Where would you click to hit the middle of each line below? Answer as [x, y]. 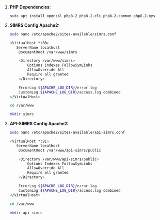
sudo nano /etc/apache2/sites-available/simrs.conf [63, 34]
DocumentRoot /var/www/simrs [48, 52]
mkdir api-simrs [26, 213]
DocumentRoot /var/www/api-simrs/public [60, 150]
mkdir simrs [22, 114]
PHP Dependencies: [30, 7]
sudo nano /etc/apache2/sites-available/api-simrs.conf [67, 133]
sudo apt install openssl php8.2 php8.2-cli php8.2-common [71, 16]
